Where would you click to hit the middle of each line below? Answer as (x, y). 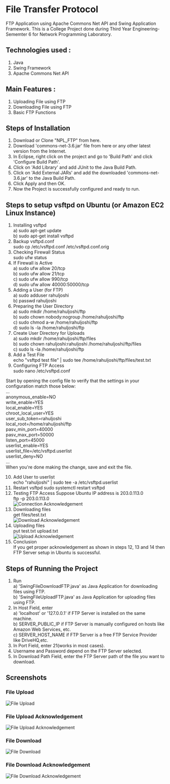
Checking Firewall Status (39, 252)
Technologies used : (38, 50)
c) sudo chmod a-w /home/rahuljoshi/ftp (55, 322)
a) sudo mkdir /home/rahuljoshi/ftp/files (54, 338)
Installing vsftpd (30, 225)
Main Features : (31, 89)
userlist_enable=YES (27, 446)
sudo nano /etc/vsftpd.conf (41, 371)
